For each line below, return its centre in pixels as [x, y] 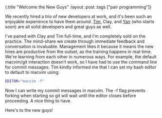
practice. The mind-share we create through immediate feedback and [75, 41]
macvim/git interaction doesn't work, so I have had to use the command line [81, 62]
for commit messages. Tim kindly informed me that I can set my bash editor [81, 67]
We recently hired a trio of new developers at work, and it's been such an [79, 16]
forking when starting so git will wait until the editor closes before [71, 95]
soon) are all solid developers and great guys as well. [58, 27]
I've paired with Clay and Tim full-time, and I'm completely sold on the [75, 36]
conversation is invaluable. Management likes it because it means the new [79, 46]
